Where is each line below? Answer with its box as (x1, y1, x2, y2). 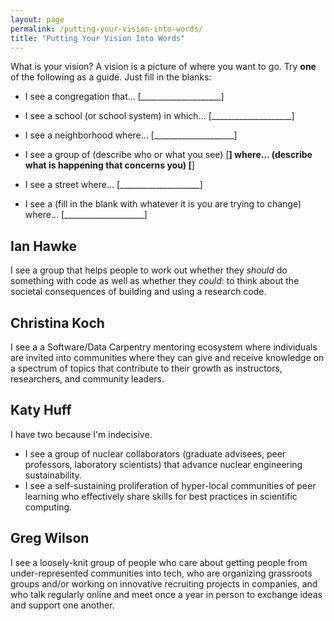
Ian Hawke (10, 237, 78, 255)
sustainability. (24, 469, 82, 481)
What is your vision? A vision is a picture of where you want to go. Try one (10, 61, 317, 73)
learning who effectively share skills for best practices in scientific (24, 490, 298, 502)
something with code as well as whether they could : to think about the (10, 275, 300, 287)
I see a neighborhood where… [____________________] (24, 129, 238, 141)
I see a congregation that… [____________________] (24, 91, 225, 103)
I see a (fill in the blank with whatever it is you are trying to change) (24, 198, 302, 210)
